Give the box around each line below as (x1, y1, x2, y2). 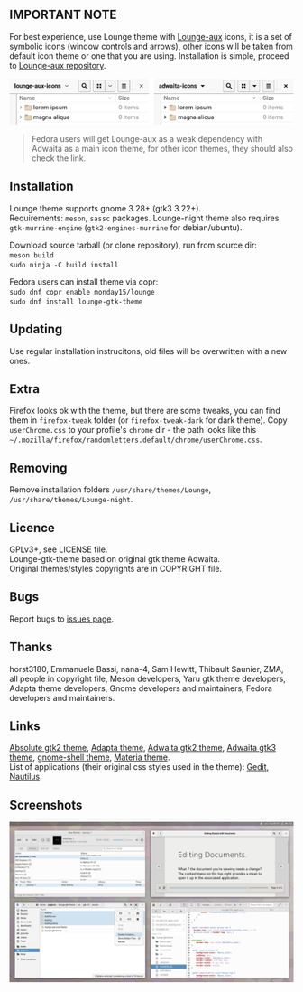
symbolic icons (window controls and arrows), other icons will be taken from (9, 41, 293, 51)
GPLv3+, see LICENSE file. (9, 544, 108, 555)
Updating (9, 322, 63, 337)
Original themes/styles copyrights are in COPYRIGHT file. (9, 563, 223, 574)
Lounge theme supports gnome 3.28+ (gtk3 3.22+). (9, 202, 202, 213)
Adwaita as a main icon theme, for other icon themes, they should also (31, 143, 293, 154)
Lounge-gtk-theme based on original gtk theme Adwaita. (9, 553, 221, 564)
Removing (9, 460, 68, 475)
